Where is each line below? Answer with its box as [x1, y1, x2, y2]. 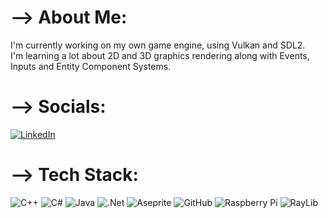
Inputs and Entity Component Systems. [10, 60, 172, 72]
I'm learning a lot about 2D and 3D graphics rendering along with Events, [10, 49, 310, 61]
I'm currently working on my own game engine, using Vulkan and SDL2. [10, 39, 306, 51]
